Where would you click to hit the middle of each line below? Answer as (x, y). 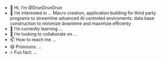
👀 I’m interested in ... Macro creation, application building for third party (83, 13)
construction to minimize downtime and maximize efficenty (70, 23)
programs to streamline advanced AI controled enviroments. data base (82, 18)
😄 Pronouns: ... (26, 47)
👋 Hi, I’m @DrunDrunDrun (36, 8)
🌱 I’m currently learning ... (36, 29)
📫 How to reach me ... (33, 39)
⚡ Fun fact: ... (23, 52)
